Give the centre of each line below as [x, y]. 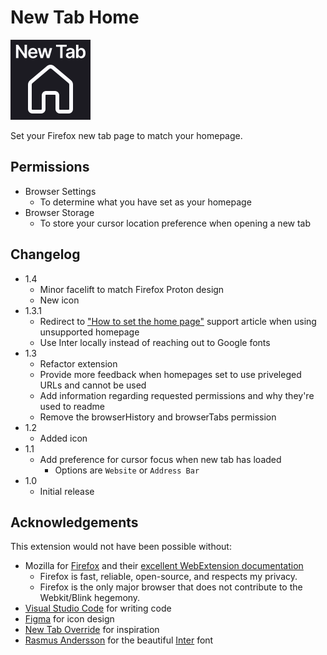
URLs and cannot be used [93, 385]
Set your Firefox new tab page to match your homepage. [126, 135]
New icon [59, 300]
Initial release [67, 491]
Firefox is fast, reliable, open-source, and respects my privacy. [168, 577]
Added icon [63, 438]
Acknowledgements [74, 522]
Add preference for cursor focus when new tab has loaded [160, 459]
